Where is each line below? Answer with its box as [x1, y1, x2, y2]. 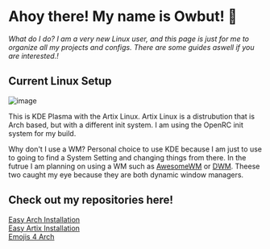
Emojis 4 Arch [8, 231, 55, 241]
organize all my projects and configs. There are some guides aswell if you [8, 42, 255, 52]
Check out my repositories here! [8, 193, 173, 207]
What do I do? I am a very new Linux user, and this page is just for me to [8, 34, 250, 44]
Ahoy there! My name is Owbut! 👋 [8, 7, 238, 26]
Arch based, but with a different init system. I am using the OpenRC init [8, 120, 244, 130]
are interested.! [8, 51, 59, 60]
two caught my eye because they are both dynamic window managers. [8, 169, 244, 180]
